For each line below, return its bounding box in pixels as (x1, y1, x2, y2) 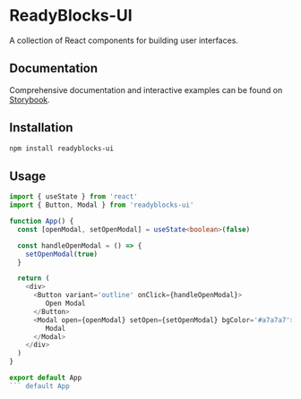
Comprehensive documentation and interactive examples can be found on (9, 84, 283, 95)
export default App (9, 373, 82, 382)
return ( (17, 274, 50, 283)
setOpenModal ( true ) (25, 250, 99, 259)
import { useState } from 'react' (9, 192, 139, 201)
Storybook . (9, 94, 51, 105)
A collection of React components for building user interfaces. (9, 35, 239, 46)
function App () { (9, 216, 74, 225)
